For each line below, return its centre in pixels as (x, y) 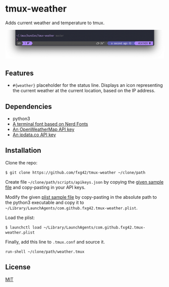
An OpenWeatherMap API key (43, 130)
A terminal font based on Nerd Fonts (50, 124)
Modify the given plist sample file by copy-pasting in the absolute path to (81, 197)
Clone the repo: (21, 162)
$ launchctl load (23, 227)
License (18, 267)
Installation (23, 151)
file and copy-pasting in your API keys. (45, 187)
